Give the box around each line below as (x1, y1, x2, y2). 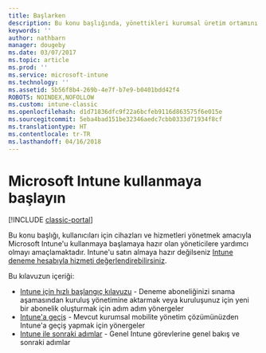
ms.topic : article (8, 57, 69, 65)
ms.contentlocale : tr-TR (8, 130, 91, 138)
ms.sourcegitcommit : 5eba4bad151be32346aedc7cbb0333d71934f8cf (8, 116, 223, 124)
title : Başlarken (8, 11, 66, 20)
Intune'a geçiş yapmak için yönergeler (19, 320, 146, 331)
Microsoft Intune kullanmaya (8, 172, 202, 190)
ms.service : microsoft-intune (8, 71, 109, 79)
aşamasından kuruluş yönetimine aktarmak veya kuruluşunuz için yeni (19, 296, 249, 305)
